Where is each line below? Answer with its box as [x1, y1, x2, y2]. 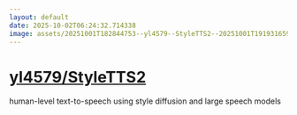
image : [9, 29, 34, 38]
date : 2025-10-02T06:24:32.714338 [9, 21, 137, 30]
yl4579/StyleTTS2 [9, 67, 147, 87]
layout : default [9, 12, 69, 22]
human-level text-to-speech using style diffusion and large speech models [9, 96, 281, 106]
